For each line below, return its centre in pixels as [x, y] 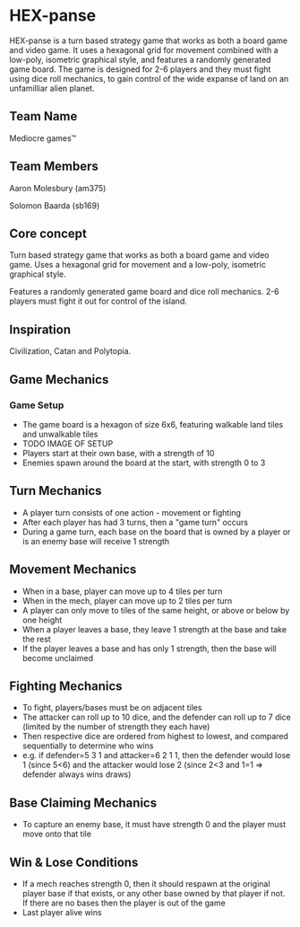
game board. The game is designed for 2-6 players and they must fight [140, 69]
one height [42, 620]
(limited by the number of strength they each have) [116, 727]
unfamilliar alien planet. [52, 88]
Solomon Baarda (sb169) [55, 205]
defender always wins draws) [77, 774]
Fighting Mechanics [66, 686]
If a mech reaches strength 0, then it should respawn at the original [146, 883]
